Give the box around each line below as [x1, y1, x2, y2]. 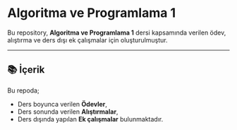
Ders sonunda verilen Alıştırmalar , [17, 107, 119, 116]
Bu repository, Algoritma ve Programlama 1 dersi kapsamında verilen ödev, [7, 28, 226, 37]
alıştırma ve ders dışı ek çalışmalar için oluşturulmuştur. [7, 35, 168, 44]
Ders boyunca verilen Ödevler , [17, 100, 108, 108]
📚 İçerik [7, 64, 45, 76]
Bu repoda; [7, 86, 40, 95]
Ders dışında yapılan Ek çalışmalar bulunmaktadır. [17, 114, 164, 123]
